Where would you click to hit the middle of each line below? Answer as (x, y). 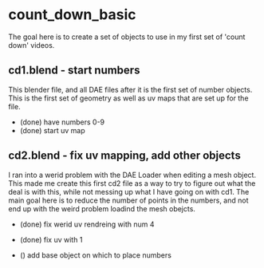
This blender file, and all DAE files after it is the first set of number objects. (130, 89)
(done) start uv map (52, 130)
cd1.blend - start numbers (74, 71)
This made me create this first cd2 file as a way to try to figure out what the (132, 183)
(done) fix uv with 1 (51, 239)
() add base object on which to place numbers (95, 255)
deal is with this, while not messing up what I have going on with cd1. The (129, 191)
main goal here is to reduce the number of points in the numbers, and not (128, 200)
